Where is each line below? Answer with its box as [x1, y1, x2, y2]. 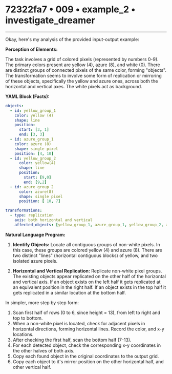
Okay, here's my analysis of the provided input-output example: [5, 36, 139, 42]
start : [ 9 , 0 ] [24, 175, 52, 180]
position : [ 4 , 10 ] [14, 151, 54, 156]
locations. [12, 331, 34, 337]
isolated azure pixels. [12, 258, 58, 264]
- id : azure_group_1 [10, 137, 54, 142]
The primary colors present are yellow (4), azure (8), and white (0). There [5, 62, 160, 68]
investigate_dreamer [5, 14, 96, 26]
